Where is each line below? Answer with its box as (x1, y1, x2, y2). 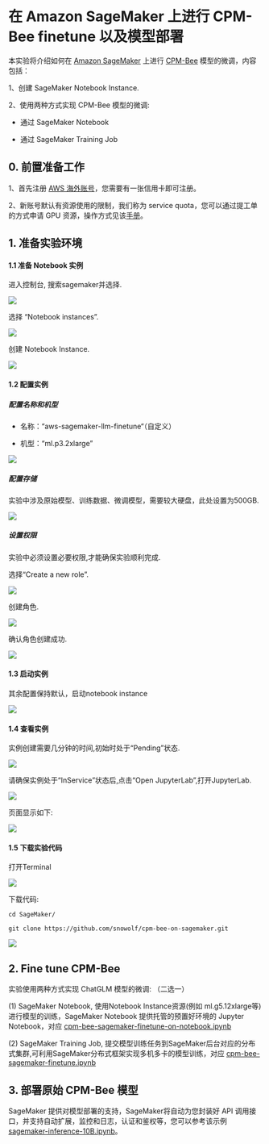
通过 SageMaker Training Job (19, 134, 118, 144)
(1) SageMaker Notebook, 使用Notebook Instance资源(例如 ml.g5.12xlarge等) (8, 1001, 262, 1011)
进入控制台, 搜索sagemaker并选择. (8, 280, 122, 290)
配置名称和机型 (8, 399, 58, 409)
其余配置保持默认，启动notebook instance (8, 689, 148, 699)
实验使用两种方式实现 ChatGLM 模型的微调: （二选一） (8, 984, 189, 994)
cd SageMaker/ (8, 911, 56, 919)
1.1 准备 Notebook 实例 (8, 260, 84, 270)
